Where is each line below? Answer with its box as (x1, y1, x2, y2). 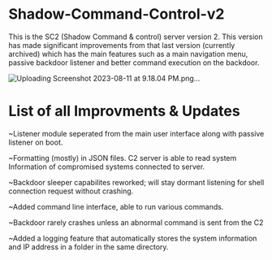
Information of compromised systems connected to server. (8, 162, 205, 171)
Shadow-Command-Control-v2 (8, 5, 225, 24)
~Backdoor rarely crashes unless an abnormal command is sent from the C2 (8, 217, 264, 227)
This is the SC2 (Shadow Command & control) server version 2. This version (8, 32, 264, 41)
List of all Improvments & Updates (8, 102, 241, 120)
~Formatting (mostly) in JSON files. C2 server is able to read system (8, 153, 237, 162)
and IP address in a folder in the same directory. (8, 241, 169, 252)
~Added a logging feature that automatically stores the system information (8, 233, 257, 243)
